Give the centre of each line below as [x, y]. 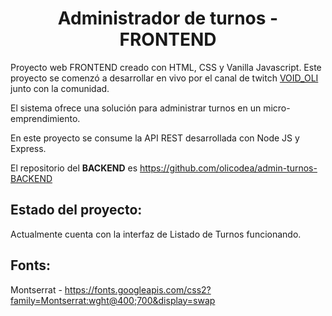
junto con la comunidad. [60, 88]
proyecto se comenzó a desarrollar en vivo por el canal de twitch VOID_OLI [164, 78]
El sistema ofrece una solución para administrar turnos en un [136, 108]
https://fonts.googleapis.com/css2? [138, 289]
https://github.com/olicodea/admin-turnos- [228, 168]
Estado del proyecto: [76, 210]
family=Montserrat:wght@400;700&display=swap [113, 300]
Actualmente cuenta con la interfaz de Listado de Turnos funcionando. [156, 234]
